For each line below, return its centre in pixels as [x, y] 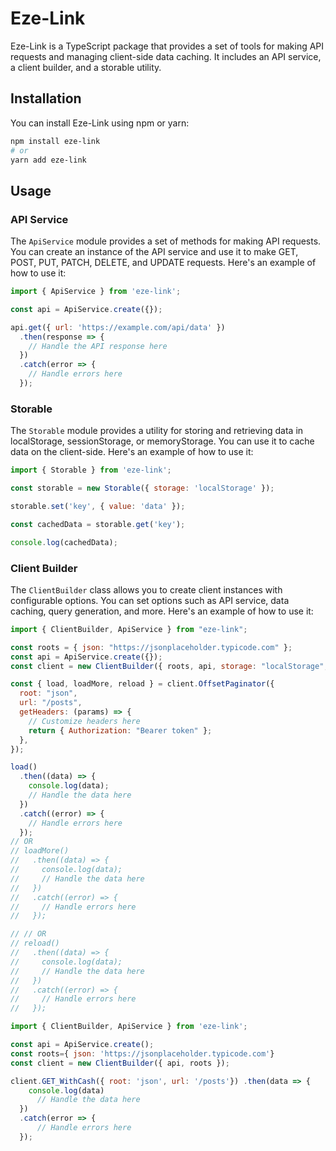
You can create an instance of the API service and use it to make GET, [154, 252]
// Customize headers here [84, 721]
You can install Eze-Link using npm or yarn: [100, 123]
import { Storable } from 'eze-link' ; [91, 470]
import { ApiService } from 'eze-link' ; [96, 292]
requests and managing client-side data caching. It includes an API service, [166, 56]
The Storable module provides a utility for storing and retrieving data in [157, 431]
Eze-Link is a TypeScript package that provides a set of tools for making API [167, 46]
